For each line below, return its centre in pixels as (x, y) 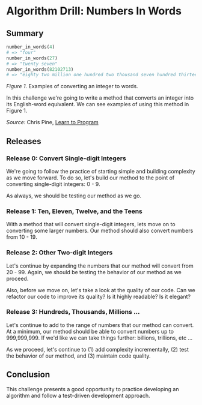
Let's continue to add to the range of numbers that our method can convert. (100, 325)
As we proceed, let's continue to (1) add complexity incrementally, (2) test (98, 349)
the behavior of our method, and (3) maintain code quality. (79, 356)
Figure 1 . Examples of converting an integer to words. (72, 86)
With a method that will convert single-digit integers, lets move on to (91, 224)
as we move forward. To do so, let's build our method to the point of (90, 178)
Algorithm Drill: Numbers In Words (94, 11)
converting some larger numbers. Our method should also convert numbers (100, 231)
